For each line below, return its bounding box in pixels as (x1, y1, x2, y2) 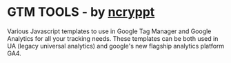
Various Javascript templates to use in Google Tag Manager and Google (7, 27, 212, 35)
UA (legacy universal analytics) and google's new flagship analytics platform (7, 42, 225, 50)
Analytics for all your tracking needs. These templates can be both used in (7, 34, 219, 42)
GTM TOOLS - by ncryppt (7, 4, 155, 20)
